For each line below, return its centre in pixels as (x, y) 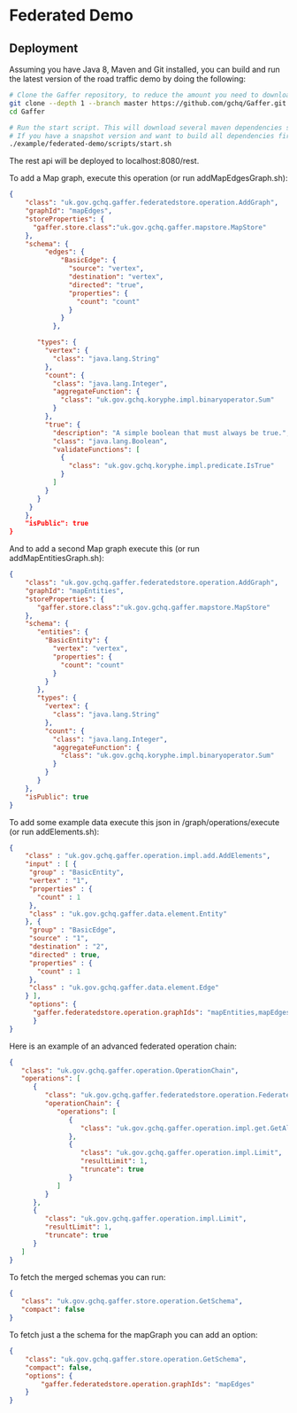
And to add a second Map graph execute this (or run (105, 549)
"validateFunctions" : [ (96, 449)
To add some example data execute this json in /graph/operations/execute (145, 822)
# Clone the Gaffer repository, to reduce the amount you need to (134, 95)
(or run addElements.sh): (54, 831)
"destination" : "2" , (69, 947)
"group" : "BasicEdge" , (72, 930)
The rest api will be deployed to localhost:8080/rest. (104, 161)
